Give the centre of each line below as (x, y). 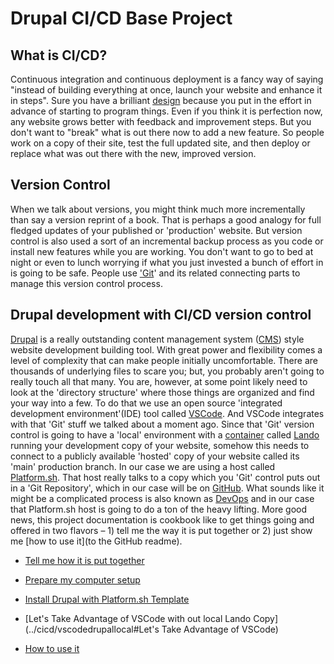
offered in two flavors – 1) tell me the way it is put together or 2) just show (161, 530)
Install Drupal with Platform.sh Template (107, 599)
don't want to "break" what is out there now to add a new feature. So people (167, 132)
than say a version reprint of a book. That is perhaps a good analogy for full (166, 219)
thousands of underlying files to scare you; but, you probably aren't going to (167, 371)
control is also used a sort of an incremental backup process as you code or (167, 241)
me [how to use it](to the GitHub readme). (96, 541)
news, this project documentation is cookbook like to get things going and (162, 519)
